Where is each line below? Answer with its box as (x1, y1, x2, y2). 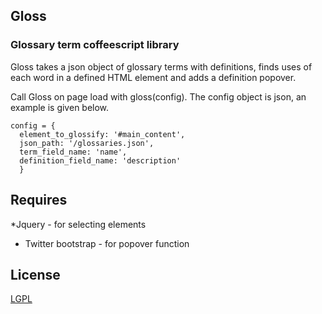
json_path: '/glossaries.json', (19, 138, 155, 148)
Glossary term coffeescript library (10, 38, 180, 52)
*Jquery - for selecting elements (10, 218, 147, 230)
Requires (10, 192, 68, 209)
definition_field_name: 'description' (19, 155, 182, 166)
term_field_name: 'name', (19, 147, 128, 157)
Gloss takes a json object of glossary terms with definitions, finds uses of (10, 60, 313, 73)
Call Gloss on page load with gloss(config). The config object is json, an (10, 90, 307, 103)
